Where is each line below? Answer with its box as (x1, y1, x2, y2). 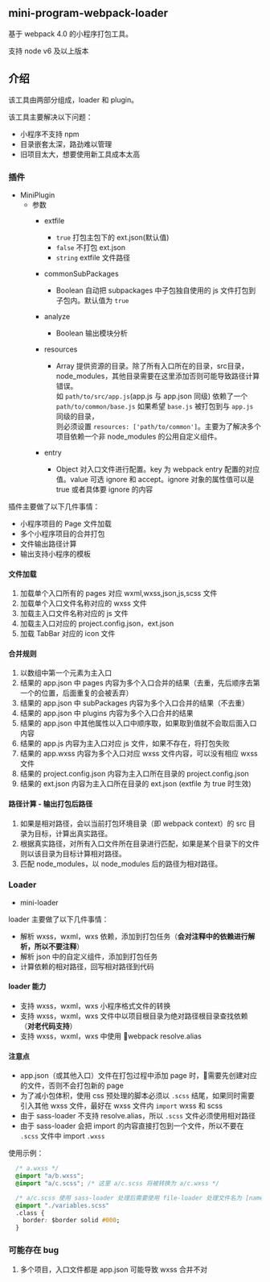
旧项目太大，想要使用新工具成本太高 (19, 149, 141, 159)
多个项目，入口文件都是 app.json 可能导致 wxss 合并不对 (19, 1264, 207, 1274)
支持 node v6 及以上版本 (8, 46, 89, 56)
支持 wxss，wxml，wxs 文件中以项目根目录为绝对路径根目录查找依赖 (19, 1011, 248, 1021)
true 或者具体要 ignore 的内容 (55, 484, 153, 494)
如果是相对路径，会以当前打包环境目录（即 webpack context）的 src (19, 818, 247, 828)
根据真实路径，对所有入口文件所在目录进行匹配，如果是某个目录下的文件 (19, 839, 260, 848)
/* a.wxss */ (15, 1164, 59, 1172)
